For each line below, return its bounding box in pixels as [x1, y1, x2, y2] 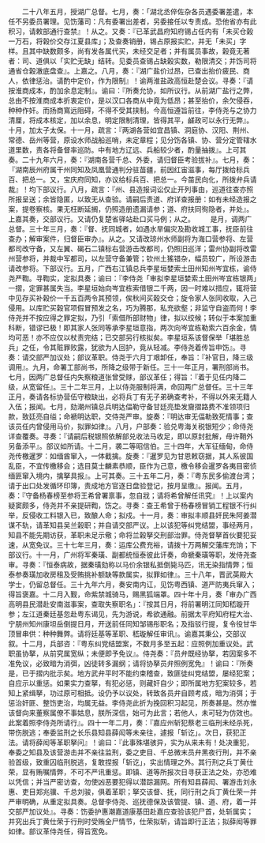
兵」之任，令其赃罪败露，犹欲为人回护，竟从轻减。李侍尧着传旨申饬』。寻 [8, 343, 247, 352]
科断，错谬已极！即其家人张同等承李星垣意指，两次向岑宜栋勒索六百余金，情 [8, 323, 257, 332]
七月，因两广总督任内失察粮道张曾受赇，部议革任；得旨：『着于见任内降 [8, 372, 240, 382]
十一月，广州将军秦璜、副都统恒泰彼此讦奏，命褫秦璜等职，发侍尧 [35, 550, 250, 559]
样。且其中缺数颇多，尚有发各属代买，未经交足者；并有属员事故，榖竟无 [8, 47, 243, 55]
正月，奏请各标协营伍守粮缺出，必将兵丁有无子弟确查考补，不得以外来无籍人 [8, 392, 257, 401]
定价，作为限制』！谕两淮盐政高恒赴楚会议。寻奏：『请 [77, 76, 254, 85]
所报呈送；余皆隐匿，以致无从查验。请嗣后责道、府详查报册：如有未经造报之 [8, 194, 257, 204]
